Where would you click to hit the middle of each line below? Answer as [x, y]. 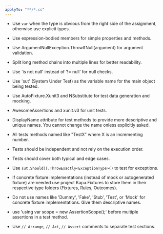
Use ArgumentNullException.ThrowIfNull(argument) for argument [77, 47]
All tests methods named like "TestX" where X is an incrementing [77, 134]
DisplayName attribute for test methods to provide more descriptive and [84, 119]
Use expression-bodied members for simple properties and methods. [82, 38]
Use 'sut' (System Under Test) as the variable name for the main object [83, 81]
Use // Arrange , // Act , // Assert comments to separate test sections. [84, 226]
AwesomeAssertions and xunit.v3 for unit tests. [60, 110]
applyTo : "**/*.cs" [25, 10]
